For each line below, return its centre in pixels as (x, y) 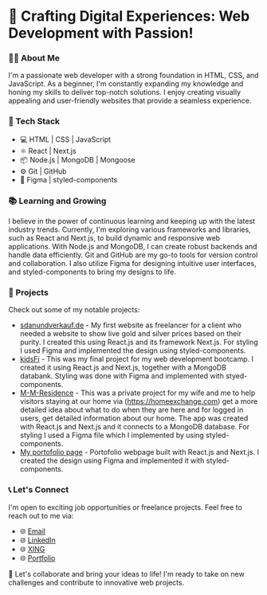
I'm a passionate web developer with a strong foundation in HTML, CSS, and (133, 76)
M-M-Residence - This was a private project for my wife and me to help (137, 393)
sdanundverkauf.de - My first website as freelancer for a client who (130, 325)
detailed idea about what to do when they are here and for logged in (132, 410)
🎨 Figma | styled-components (69, 179)
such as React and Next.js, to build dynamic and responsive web (114, 238)
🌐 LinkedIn (37, 540)
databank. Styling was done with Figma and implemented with (122, 376)
